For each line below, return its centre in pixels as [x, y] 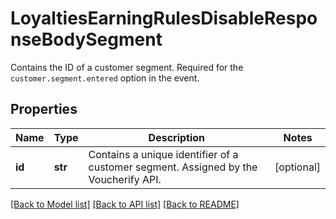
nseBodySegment [86, 39]
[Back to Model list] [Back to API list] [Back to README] [125, 204]
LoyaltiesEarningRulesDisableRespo [164, 18]
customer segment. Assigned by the [173, 167]
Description [177, 137]
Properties [44, 109]
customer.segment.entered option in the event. [105, 78]
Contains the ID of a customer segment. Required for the [127, 67]
